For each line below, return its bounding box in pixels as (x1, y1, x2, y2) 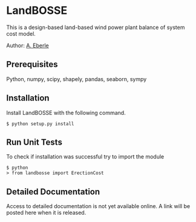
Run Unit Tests (6, 137, 62, 147)
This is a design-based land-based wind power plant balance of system (6, 24, 185, 31)
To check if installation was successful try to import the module (6, 153, 165, 160)
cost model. (6, 30, 36, 37)
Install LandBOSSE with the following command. (6, 109, 126, 116)
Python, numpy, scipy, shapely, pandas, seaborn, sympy (6, 75, 147, 82)
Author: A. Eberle (6, 42, 50, 49)
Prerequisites (6, 59, 58, 70)
